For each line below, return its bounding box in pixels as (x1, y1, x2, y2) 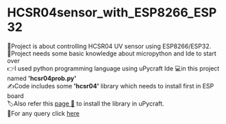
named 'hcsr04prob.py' (7, 74, 77, 82)
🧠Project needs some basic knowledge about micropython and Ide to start (7, 49, 217, 58)
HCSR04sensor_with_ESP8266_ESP (7, 5, 217, 21)
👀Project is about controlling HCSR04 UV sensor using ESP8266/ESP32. (7, 42, 212, 50)
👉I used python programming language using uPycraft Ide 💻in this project (7, 64, 220, 73)
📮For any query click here (7, 109, 80, 117)
